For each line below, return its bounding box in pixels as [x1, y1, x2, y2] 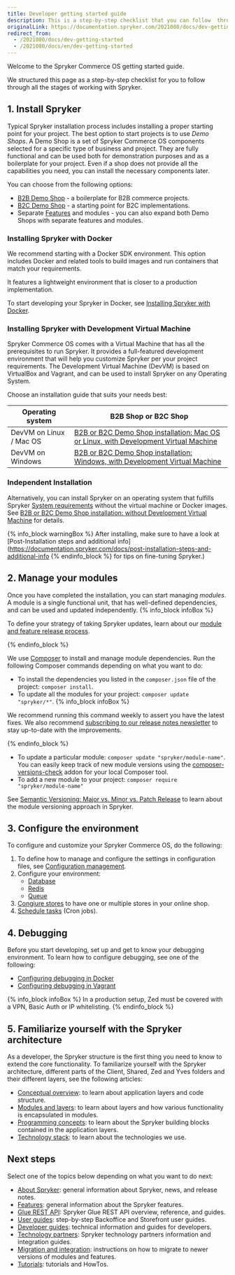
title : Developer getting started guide [7, 10, 127, 18]
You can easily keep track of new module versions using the [17, 760, 191, 769]
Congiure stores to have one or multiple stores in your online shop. [17, 900, 210, 908]
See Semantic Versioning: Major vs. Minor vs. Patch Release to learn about [7, 794, 222, 803]
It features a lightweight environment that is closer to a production [7, 278, 198, 287]
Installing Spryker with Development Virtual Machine [7, 324, 191, 333]
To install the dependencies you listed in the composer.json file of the [17, 675, 216, 683]
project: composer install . [17, 682, 94, 691]
